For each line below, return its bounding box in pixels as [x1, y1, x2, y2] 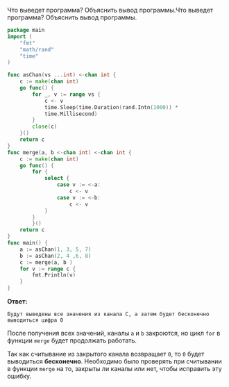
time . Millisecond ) [44, 110, 98, 117]
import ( [7, 33, 33, 40]
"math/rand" [19, 46, 54, 53]
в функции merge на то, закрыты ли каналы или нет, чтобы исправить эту [7, 365, 222, 372]
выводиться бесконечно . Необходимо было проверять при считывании [7, 357, 222, 365]
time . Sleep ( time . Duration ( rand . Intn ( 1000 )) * [44, 104, 178, 110]
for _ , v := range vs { [32, 90, 101, 98]
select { [44, 175, 70, 182]
